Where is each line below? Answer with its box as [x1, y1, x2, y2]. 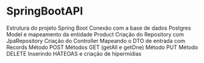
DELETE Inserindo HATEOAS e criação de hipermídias [6, 50, 142, 57]
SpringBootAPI [6, 4, 84, 18]
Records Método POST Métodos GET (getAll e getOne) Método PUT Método [6, 44, 199, 51]
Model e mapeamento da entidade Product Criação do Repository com [6, 30, 184, 38]
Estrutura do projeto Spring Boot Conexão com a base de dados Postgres [6, 24, 191, 31]
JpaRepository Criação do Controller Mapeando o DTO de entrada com [6, 37, 186, 44]
